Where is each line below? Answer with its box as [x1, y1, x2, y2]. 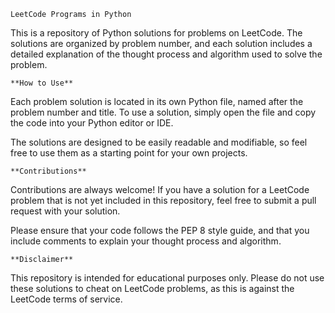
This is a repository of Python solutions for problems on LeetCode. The [10, 27, 303, 39]
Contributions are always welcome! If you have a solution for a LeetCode [10, 184, 310, 195]
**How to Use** [10, 78, 74, 88]
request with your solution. [10, 205, 121, 217]
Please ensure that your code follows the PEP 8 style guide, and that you [10, 225, 310, 236]
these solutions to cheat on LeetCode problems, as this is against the [10, 283, 295, 294]
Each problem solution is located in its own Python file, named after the [10, 96, 304, 107]
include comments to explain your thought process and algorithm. [10, 235, 282, 247]
